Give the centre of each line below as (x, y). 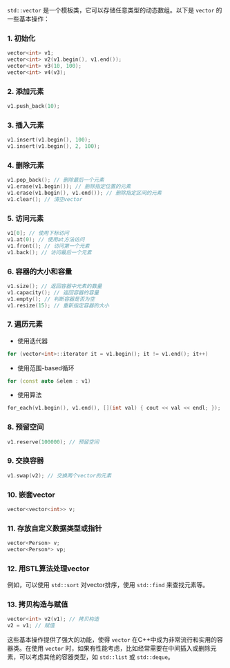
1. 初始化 (21, 38)
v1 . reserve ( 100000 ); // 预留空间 (53, 442)
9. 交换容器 (26, 461)
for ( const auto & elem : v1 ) (49, 381)
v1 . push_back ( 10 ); (33, 106)
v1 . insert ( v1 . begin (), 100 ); (49, 140)
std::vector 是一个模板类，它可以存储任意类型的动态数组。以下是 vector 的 (115, 10)
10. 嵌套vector (31, 495)
